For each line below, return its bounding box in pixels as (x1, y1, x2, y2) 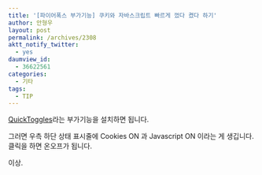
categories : (8, 70, 47, 78)
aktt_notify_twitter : (8, 41, 79, 49)
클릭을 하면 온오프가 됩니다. (8, 141, 93, 151)
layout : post (8, 26, 51, 34)
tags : (8, 84, 26, 93)
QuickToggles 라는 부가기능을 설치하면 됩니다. (8, 115, 149, 125)
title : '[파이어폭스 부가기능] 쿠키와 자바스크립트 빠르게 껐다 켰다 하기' (8, 11, 218, 20)
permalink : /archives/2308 (8, 33, 97, 42)
